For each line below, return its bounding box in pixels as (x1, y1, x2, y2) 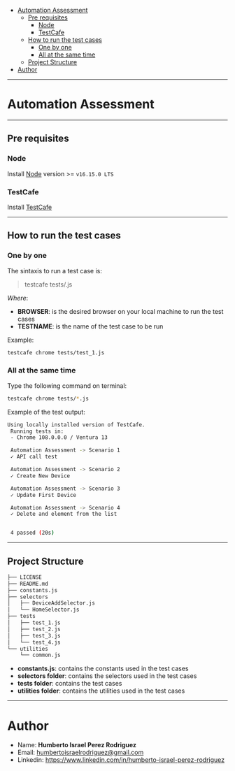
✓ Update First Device (10, 491, 77, 498)
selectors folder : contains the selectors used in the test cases (17, 672, 197, 680)
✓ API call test (10, 454, 58, 461)
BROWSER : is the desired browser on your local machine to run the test (17, 307, 224, 315)
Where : (7, 294, 29, 302)
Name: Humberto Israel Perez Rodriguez (17, 741, 137, 749)
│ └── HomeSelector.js (7, 606, 80, 614)
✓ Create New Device (10, 472, 71, 480)
